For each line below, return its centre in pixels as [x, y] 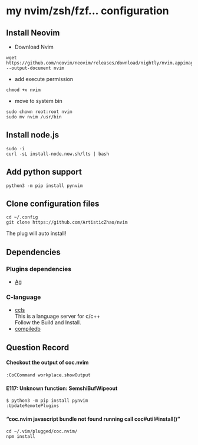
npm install [21, 437]
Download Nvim [34, 47]
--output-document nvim [35, 68]
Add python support [44, 172]
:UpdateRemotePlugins [33, 406]
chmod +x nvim [24, 90]
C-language [24, 297]
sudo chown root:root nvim [39, 112]
